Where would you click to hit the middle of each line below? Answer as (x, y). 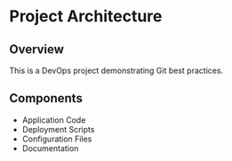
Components (46, 98)
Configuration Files (57, 139)
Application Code (54, 120)
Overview (37, 49)
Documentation (50, 148)
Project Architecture (86, 16)
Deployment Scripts (58, 129)
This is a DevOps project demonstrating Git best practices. (116, 70)
